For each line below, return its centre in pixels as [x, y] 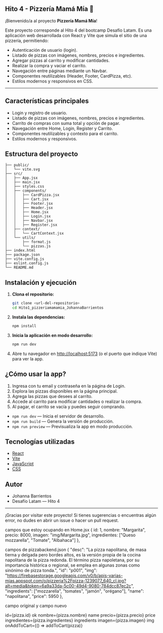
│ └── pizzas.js [28, 246]
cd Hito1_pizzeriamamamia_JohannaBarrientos [58, 308]
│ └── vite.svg [23, 169]
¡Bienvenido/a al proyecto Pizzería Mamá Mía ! [51, 20]
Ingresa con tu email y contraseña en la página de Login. [69, 386]
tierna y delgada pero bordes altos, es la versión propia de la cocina [73, 555]
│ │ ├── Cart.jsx [27, 199]
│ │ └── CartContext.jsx [34, 234]
